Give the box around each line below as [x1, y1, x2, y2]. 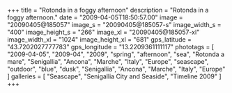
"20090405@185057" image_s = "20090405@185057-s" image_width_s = [7, 21, 222, 28]
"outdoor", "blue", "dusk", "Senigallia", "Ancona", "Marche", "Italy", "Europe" [7, 65, 226, 73]
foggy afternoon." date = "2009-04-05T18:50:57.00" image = [7, 13, 183, 22]
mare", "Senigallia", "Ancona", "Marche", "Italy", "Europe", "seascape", [7, 58, 209, 65]
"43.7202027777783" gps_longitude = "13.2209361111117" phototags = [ [7, 43, 215, 51]
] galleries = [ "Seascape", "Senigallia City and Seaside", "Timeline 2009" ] [7, 72, 222, 81]
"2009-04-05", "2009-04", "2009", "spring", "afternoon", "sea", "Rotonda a [7, 50, 225, 58]
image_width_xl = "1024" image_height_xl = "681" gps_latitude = [7, 35, 192, 44]
